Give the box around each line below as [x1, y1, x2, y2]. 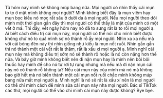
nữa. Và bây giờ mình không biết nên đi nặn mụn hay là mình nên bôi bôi [5, 57, 150, 62]
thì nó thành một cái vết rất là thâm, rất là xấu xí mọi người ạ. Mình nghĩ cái [5, 46, 154, 52]
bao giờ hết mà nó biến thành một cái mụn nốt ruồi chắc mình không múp [5, 72, 152, 78]
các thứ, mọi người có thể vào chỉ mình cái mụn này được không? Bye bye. [5, 88, 154, 93]
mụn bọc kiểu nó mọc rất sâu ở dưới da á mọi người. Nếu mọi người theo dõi [5, 15, 157, 20]
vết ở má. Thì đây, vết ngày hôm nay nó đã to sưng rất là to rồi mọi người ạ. [5, 25, 155, 31]
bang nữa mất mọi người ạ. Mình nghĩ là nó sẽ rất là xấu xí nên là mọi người [5, 77, 155, 83]
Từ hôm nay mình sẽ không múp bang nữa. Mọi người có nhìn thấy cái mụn [5, 5, 155, 10]
